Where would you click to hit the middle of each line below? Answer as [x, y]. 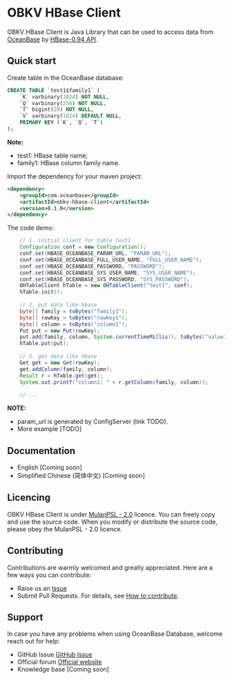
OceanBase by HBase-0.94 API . [52, 39]
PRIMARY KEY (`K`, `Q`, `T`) [61, 122]
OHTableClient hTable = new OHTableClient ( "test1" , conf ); [106, 286]
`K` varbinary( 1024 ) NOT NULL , [65, 97]
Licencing [29, 498]
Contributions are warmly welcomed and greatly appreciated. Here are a [110, 567]
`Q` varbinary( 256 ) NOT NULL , [63, 103]
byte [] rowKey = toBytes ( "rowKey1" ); [74, 318]
